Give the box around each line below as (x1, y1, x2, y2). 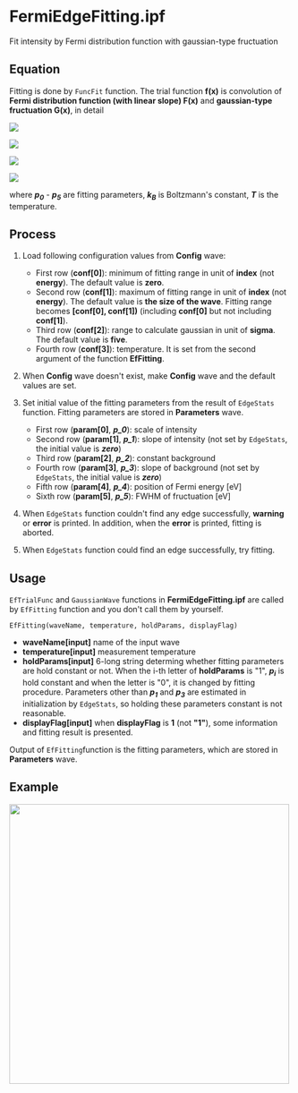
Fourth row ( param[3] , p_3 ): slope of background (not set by (35, 463, 260, 474)
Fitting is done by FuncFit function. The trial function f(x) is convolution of (9, 85, 283, 96)
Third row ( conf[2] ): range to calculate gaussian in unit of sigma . (35, 325, 276, 336)
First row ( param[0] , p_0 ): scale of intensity (35, 424, 198, 435)
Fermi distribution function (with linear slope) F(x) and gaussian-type (9, 95, 273, 106)
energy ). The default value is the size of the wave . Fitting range (35, 296, 273, 307)
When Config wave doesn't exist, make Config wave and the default (21, 371, 276, 381)
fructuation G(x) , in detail (9, 105, 105, 115)
